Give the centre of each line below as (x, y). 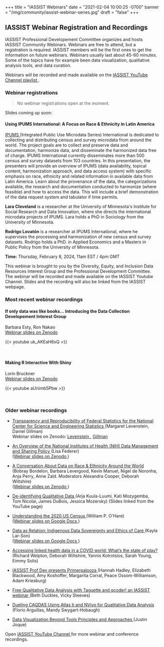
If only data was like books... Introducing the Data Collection (68, 311)
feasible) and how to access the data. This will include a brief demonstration (82, 192)
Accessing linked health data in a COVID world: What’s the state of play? (85, 550)
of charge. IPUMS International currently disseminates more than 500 (75, 155)
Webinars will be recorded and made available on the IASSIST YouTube (76, 75)
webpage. (15, 287)
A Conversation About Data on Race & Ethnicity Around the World (78, 466)
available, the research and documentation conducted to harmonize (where (81, 187)
